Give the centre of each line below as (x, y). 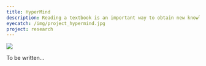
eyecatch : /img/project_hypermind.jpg (56, 23)
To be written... (25, 58)
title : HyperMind (29, 12)
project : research (30, 29)
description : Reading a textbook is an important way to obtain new (96, 18)
